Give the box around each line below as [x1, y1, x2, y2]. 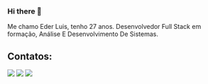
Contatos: [7, 50, 53, 62]
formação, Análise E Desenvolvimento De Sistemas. [7, 30, 158, 38]
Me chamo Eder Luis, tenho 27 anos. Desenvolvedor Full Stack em [7, 23, 202, 31]
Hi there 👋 [7, 6, 43, 16]
